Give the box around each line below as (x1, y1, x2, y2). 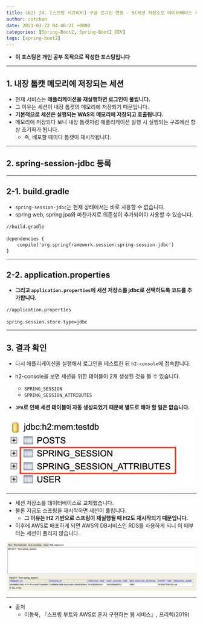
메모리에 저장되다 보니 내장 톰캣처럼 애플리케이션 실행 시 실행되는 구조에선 (14, 118, 190, 125)
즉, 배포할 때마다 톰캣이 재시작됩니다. (24, 133, 112, 140)
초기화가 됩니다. (21, 126, 59, 133)
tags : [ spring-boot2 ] (6, 35, 61, 42)
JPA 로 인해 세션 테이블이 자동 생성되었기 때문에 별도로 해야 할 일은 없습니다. (14, 404, 190, 411)
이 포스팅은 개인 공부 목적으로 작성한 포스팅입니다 (14, 53, 130, 60)
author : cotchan (6, 16, 47, 22)
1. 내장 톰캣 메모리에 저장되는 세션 (6, 79, 124, 89)
